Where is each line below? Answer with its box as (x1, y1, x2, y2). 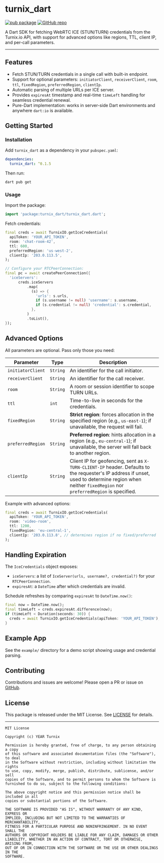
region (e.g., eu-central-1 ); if (69, 437, 137, 444)
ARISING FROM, (5, 841, 34, 846)
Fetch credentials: (5, 221, 41, 227)
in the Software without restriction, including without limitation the (5, 760, 156, 765)
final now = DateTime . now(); (5, 603, 64, 607)
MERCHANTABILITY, (5, 820, 41, 825)
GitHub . (5, 685, 20, 690)
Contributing (5, 667, 45, 675)
